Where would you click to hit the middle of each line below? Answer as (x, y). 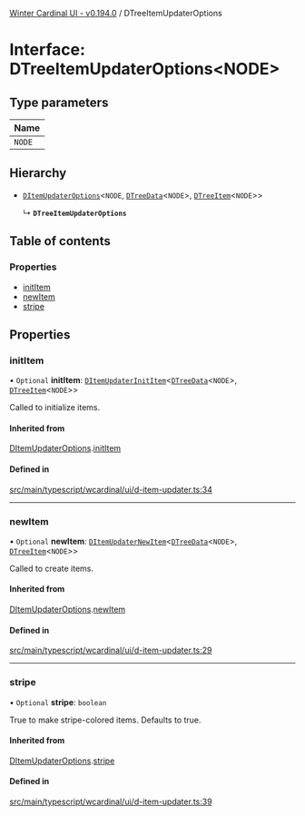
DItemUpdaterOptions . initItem (65, 448)
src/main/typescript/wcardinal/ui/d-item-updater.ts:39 (111, 801)
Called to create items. (51, 568)
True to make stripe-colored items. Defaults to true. (105, 720)
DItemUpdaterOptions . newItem (68, 610)
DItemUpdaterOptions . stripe (62, 761)
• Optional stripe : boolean (58, 702)
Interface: (48, 50)
